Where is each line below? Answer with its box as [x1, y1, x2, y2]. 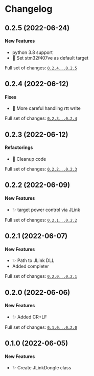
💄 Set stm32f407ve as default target [12, 54, 89, 61]
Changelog [5, 3, 53, 15]
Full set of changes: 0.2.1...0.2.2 [5, 217, 77, 223]
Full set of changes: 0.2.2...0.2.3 [5, 165, 77, 172]
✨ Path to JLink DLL [12, 257, 55, 264]
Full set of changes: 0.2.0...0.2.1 [5, 273, 77, 279]
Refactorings [5, 144, 33, 151]
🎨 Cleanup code [12, 156, 46, 162]
